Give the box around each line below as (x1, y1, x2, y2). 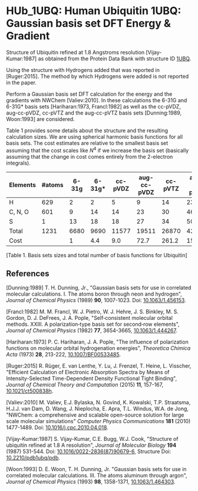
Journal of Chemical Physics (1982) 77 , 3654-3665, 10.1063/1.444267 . (6, 327, 178, 334)
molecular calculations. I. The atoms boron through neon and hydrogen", (6, 290, 183, 297)
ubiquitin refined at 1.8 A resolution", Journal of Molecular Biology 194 (6, 441, 177, 449)
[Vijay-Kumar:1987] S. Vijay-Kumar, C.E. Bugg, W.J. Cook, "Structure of (6, 436, 179, 443)
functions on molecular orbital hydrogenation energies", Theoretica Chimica (6, 345, 191, 352)
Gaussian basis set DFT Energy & (6, 17, 171, 30)
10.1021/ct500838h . (6, 388, 54, 395)
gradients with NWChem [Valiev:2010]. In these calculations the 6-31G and (6, 96, 187, 104)
